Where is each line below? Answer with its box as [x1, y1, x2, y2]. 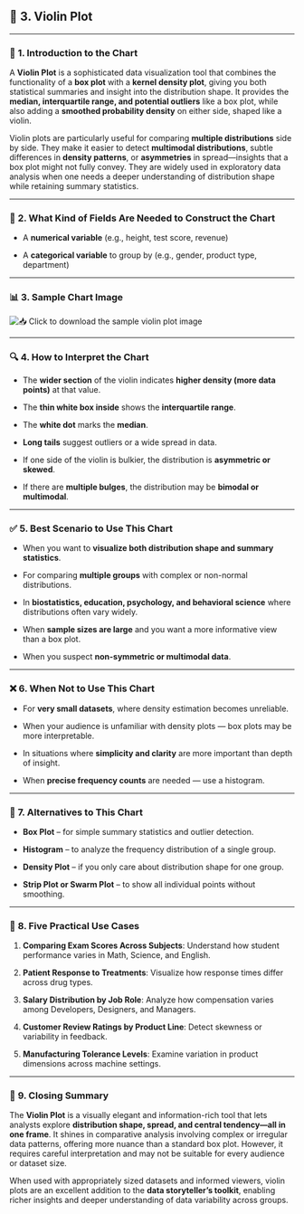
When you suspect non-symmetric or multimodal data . [22, 651, 232, 662]
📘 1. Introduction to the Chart [9, 46, 138, 59]
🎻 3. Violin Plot [9, 9, 93, 24]
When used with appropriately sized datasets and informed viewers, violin [9, 1175, 285, 1186]
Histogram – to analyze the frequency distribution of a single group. [22, 843, 276, 855]
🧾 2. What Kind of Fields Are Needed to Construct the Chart [9, 212, 276, 224]
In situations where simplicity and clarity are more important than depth [22, 747, 293, 758]
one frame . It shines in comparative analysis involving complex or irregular [9, 1129, 288, 1140]
